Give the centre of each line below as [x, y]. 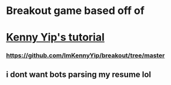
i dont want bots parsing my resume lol [79, 74]
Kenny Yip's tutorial [55, 38]
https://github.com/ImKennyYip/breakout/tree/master [85, 55]
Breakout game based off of [76, 11]
